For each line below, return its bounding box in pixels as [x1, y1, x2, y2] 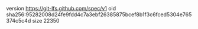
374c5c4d [6, 17, 31, 24]
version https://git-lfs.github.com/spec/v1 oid [6, 5, 116, 12]
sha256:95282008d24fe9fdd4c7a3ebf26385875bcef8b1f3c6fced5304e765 [6, 11, 192, 18]
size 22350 [32, 17, 60, 24]
